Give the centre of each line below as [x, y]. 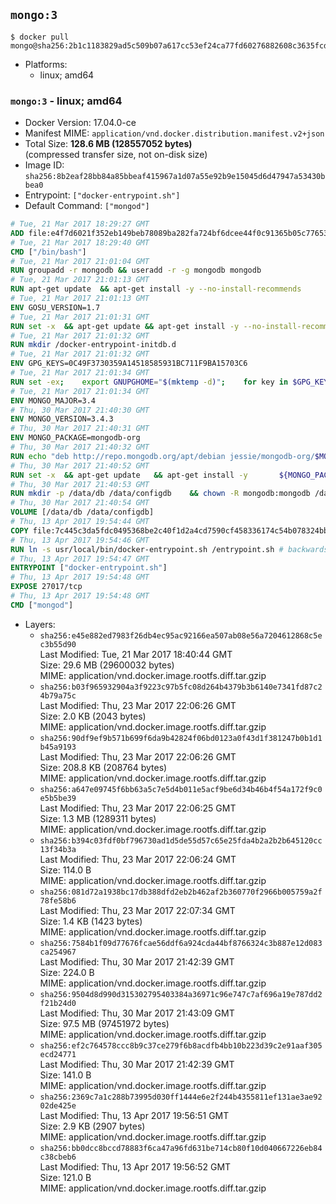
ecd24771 [58, 1054]
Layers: [40, 624]
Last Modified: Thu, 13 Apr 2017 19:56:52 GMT [135, 1166]
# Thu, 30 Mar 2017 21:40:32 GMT [80, 447]
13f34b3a [58, 849]
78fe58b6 [58, 900]
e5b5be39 [58, 798]
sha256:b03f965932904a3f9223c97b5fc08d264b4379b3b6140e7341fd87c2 [181, 687]
